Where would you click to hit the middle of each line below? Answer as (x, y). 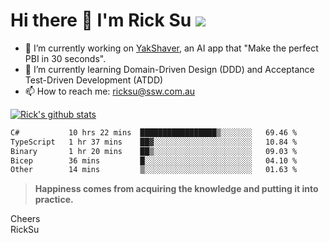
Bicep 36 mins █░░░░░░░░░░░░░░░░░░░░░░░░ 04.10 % (154, 160)
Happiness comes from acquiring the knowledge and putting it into (176, 189)
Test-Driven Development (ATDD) (94, 80)
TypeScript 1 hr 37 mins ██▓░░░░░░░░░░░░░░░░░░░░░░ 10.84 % (154, 142)
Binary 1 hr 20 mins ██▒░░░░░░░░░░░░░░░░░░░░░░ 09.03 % (154, 151)
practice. (54, 200)
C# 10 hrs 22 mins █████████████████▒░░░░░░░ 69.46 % (154, 132)
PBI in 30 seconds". (65, 58)
